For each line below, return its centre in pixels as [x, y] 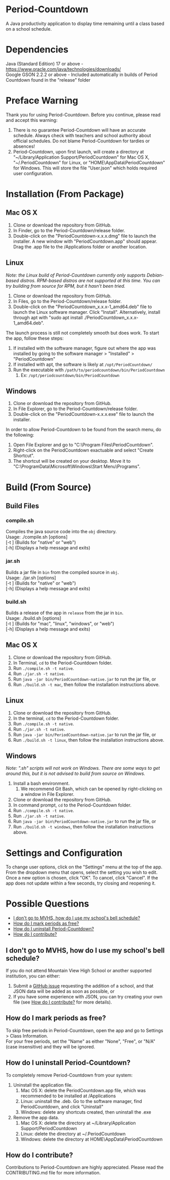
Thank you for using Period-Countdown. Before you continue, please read [83, 115]
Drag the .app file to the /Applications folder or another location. [80, 246]
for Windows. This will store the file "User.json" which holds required [85, 168]
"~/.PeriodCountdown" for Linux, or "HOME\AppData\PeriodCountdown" [89, 162]
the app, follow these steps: [35, 338]
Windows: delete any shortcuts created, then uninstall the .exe [86, 1112]
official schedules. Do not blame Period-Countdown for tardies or [81, 141]
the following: [20, 435]
